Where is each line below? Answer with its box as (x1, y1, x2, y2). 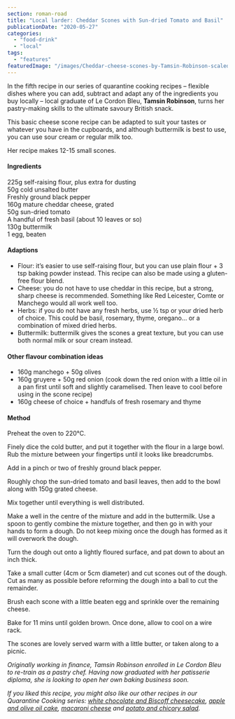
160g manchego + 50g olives (17, 368, 101, 376)
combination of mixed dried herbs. (17, 321, 117, 330)
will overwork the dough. (7, 535, 79, 543)
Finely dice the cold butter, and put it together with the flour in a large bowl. (7, 443, 225, 451)
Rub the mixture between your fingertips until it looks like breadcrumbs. (7, 450, 214, 459)
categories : (7, 29, 42, 37)
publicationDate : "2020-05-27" (7, 23, 99, 30)
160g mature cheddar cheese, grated (7, 200, 114, 208)
